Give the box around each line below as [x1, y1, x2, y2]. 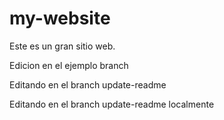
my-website [9, 7, 111, 30]
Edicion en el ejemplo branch [9, 59, 129, 71]
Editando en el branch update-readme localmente [9, 98, 215, 110]
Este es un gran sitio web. [9, 40, 116, 52]
